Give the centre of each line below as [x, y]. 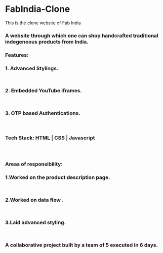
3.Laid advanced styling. [36, 222]
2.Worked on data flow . [35, 200]
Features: [17, 55]
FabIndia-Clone [38, 9]
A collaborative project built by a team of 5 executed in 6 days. [81, 245]
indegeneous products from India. [47, 42]
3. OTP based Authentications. [43, 113]
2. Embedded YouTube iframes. [44, 91]
